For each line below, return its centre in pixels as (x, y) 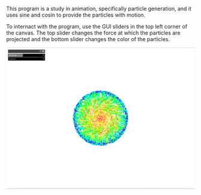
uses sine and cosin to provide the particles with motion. (76, 15)
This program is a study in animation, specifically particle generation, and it (99, 9)
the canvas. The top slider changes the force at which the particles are (93, 33)
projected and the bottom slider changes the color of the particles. (88, 39)
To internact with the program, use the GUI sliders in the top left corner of (97, 27)
